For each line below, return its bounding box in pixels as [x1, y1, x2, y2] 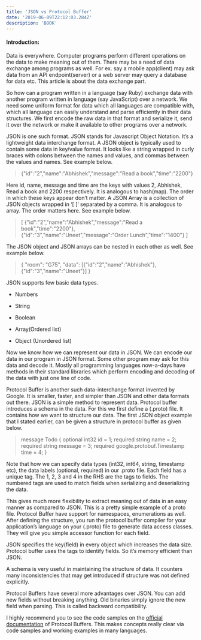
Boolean [14, 313, 36, 321]
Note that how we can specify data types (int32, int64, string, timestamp [6, 460, 185, 467]
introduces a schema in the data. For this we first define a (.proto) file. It [6, 405, 184, 412]
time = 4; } [20, 448, 47, 456]
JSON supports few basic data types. [6, 279, 99, 286]
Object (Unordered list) [14, 337, 72, 344]
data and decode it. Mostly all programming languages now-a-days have [6, 361, 185, 369]
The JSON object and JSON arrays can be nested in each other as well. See [6, 243, 193, 250]
